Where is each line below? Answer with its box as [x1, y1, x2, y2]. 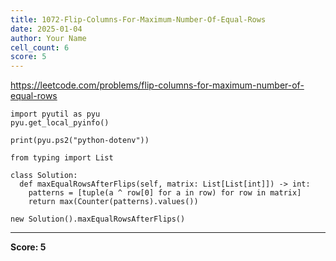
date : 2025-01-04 [10, 24, 83, 34]
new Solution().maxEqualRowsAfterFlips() [10, 214, 186, 225]
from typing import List [10, 153, 114, 163]
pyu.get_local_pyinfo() [10, 118, 110, 128]
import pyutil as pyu [10, 109, 101, 120]
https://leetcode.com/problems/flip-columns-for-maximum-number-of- [10, 79, 305, 91]
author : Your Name [10, 33, 87, 43]
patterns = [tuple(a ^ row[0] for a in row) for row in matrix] [28, 188, 302, 198]
